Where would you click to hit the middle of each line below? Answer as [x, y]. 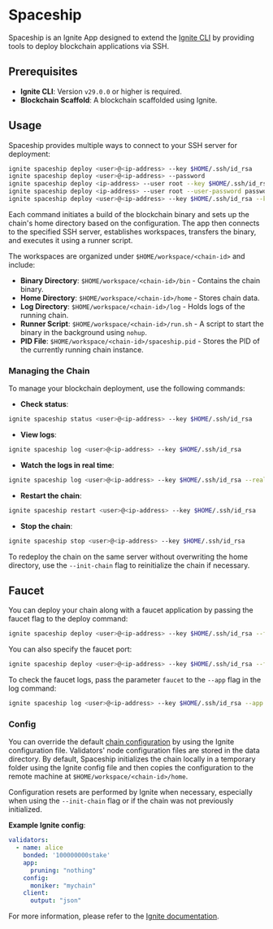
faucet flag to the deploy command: [68, 619]
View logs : [38, 435]
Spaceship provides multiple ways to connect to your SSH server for [123, 145]
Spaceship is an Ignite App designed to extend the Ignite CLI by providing [131, 37]
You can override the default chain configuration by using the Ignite [121, 742]
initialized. [25, 809]
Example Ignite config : [47, 825]
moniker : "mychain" [63, 885]
